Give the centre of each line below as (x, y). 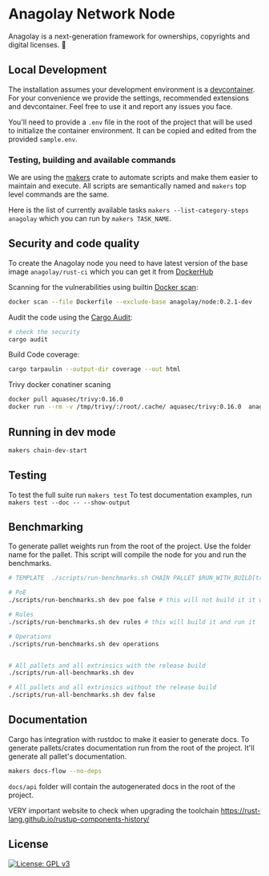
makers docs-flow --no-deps (55, 771)
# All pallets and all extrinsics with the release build (107, 666)
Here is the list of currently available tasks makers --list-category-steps (129, 210)
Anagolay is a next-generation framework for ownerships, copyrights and (129, 36)
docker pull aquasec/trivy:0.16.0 (66, 399)
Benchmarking (46, 527)
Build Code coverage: (44, 355)
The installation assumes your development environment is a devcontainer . (132, 89)
